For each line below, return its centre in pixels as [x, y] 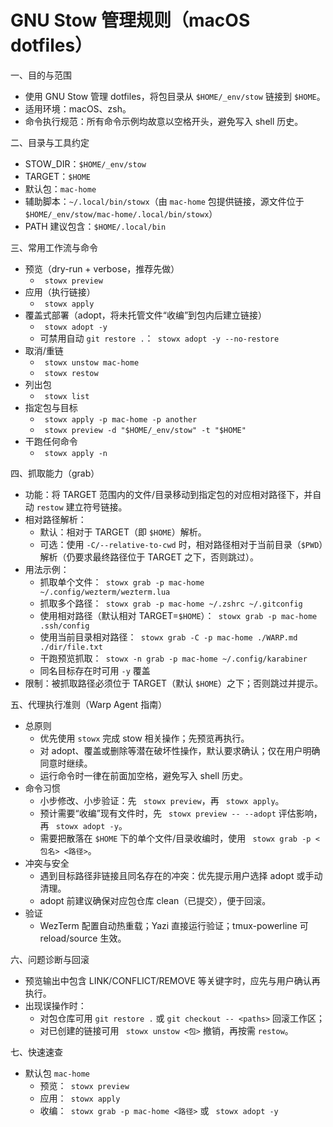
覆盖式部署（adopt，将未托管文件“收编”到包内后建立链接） [146, 315]
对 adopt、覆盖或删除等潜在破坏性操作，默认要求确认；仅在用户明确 [180, 750]
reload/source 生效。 [83, 938]
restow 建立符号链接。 [82, 507]
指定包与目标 [51, 407]
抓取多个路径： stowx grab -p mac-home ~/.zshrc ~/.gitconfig [171, 603]
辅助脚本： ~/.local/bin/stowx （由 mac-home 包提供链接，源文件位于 [164, 201]
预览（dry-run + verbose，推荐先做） [102, 268]
